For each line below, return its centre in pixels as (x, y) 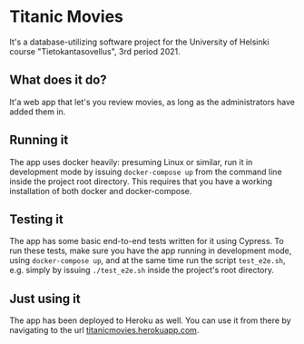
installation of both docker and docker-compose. (101, 191)
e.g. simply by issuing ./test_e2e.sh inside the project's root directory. (142, 270)
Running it (39, 140)
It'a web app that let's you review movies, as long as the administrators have (152, 102)
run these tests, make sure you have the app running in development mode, (151, 251)
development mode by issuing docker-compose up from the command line (146, 172)
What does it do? (58, 80)
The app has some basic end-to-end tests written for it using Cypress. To (147, 241)
